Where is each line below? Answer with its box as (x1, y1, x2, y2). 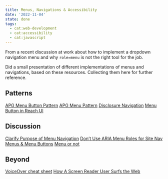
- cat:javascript (9, 35, 46, 40)
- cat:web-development (9, 26, 57, 31)
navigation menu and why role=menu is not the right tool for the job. (5, 54, 143, 60)
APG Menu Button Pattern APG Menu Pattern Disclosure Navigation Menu (5, 102, 157, 108)
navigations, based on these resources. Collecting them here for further (5, 69, 153, 75)
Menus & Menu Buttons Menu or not (5, 140, 80, 146)
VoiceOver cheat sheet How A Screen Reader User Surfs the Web (5, 168, 140, 174)
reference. (5, 74, 26, 80)
